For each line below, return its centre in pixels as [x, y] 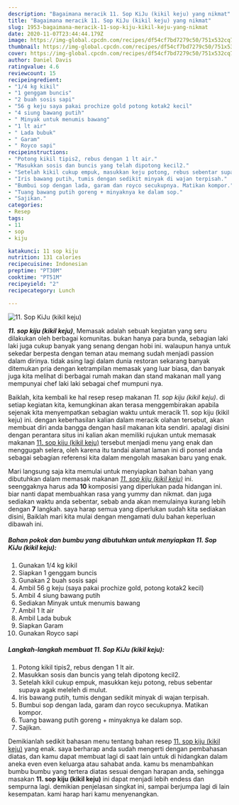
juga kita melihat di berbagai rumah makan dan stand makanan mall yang [115, 376]
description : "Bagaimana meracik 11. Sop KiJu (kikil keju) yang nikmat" [119, 14]
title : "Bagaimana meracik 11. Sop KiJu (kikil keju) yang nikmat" [110, 21]
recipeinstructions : [39, 152]
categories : [26, 205]
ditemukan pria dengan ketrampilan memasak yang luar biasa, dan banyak [117, 368]
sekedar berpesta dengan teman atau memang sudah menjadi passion [111, 353]
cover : [18, 54]
